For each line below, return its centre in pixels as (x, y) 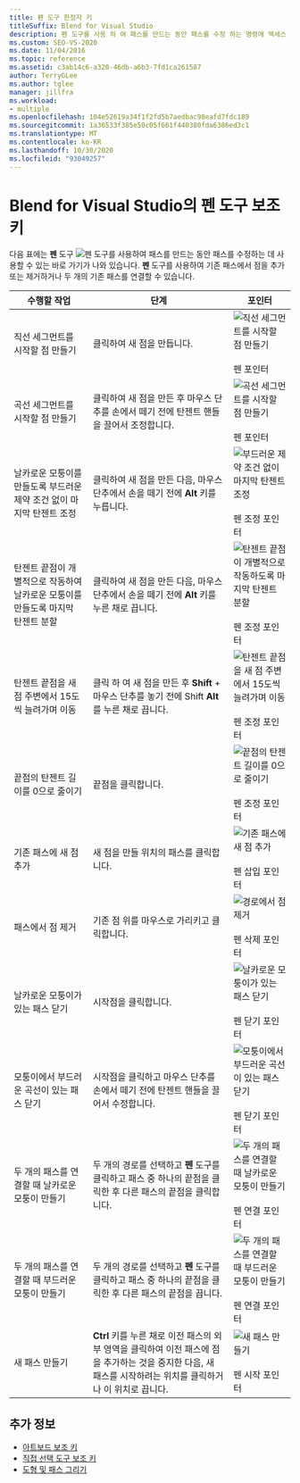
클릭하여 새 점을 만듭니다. (143, 344)
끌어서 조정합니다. (139, 425)
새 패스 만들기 (41, 1362)
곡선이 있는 (46, 1090)
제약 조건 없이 (41, 500)
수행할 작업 (49, 301)
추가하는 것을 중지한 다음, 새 (158, 1362)
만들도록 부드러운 (48, 487)
